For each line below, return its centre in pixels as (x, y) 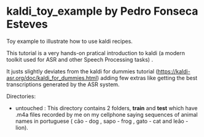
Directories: (21, 96)
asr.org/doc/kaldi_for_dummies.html (52, 78)
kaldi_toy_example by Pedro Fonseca (102, 11)
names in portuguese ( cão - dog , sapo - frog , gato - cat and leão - (102, 121)
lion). (22, 127)
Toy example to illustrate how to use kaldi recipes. (70, 41)
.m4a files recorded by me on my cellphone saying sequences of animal (106, 114)
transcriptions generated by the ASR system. (63, 84)
